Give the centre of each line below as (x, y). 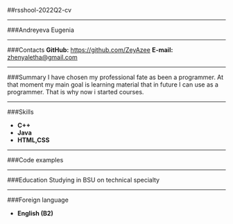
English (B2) (35, 213)
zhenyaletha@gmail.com (42, 57)
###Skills (20, 112)
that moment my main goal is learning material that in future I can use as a (113, 85)
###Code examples (35, 160)
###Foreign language (38, 200)
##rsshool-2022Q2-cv (39, 10)
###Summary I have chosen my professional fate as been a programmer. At (115, 77)
